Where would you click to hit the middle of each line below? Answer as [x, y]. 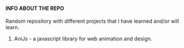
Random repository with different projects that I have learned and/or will [92, 21]
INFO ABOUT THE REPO [35, 8]
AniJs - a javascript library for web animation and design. [83, 39]
